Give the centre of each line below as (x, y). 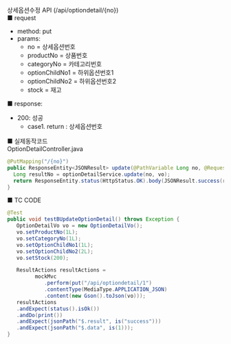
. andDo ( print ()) (40, 315)
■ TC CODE (24, 200)
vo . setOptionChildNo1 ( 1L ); (55, 245)
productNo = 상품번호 (57, 55)
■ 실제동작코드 (27, 141)
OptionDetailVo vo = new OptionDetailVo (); (79, 226)
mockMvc (46, 277)
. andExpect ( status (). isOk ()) (58, 309)
